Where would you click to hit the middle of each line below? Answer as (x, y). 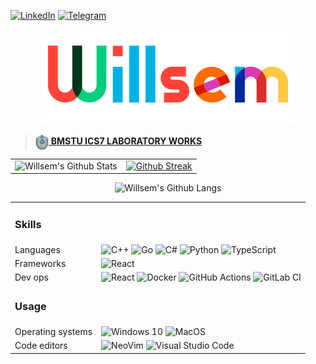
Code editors (41, 346)
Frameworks (40, 263)
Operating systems (53, 331)
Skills (28, 224)
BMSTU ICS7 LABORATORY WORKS (126, 141)
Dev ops (31, 277)
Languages (37, 249)
